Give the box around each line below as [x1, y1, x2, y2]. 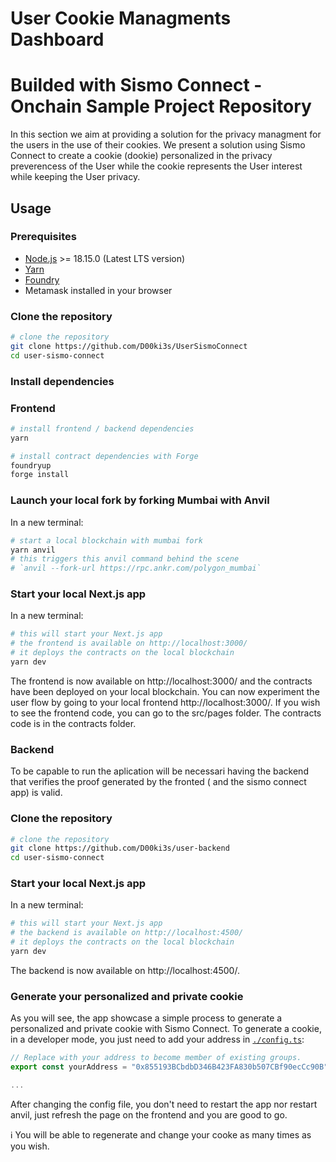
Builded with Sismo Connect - [10, 74, 263, 97]
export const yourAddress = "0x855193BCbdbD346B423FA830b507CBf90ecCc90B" [10, 1062, 329, 1072]
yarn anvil [10, 545, 56, 555]
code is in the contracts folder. [10, 717, 137, 729]
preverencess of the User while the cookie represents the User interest [10, 160, 303, 172]
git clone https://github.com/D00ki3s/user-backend [10, 843, 230, 854]
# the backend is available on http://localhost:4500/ [10, 928, 244, 938]
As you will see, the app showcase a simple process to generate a [10, 1012, 283, 1024]
